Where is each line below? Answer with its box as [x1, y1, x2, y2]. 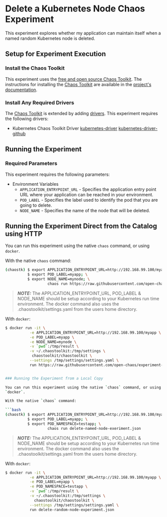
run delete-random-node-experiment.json [29, 507, 114, 512]
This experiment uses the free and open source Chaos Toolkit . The [5, 76, 142, 82]
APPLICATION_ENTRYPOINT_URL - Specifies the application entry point [19, 186, 157, 192]
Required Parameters [5, 160, 58, 167]
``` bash [5, 407, 21, 412]
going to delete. [19, 202, 52, 208]
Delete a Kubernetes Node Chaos [5, 3, 145, 14]
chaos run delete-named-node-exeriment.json [47, 426, 141, 431]
